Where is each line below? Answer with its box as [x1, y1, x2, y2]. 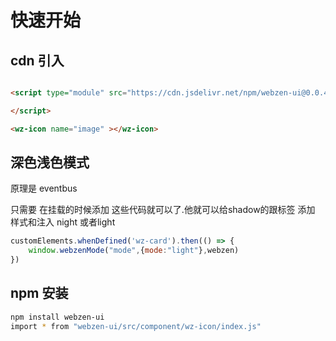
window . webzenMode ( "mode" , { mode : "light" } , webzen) [28, 246, 240, 256]
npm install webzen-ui [10, 312, 105, 322]
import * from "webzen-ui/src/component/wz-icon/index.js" [10, 321, 262, 331]
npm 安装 [10, 285, 69, 302]
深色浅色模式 [10, 154, 90, 171]
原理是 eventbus [10, 182, 78, 195]
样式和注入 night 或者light [10, 216, 116, 228]
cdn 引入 [10, 52, 65, 69]
